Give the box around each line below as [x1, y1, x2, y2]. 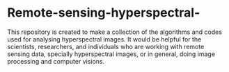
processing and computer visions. [7, 57, 105, 65]
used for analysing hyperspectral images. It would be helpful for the [7, 35, 202, 43]
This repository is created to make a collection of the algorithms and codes [7, 28, 223, 36]
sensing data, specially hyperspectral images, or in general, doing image [7, 50, 216, 58]
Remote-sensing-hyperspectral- [7, 5, 200, 21]
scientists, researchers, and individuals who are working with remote [7, 42, 205, 51]
